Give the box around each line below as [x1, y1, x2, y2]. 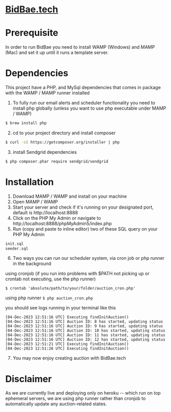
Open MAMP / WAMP [12, 198, 58, 204]
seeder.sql [5, 246, 29, 251]
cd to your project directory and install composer [12, 130, 116, 136]
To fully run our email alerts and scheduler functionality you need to [12, 100, 156, 106]
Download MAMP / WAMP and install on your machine [12, 193, 127, 199]
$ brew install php [5, 120, 47, 126]
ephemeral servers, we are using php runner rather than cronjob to [5, 396, 146, 402]
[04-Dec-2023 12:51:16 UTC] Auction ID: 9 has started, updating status [5, 324, 163, 329]
